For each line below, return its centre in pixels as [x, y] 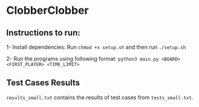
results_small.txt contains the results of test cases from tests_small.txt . [100, 97]
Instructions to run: [43, 33]
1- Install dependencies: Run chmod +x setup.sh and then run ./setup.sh [96, 47]
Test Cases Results [43, 83]
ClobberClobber [47, 11]
